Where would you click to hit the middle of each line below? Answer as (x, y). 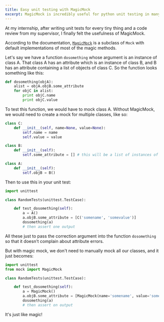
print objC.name (39, 96)
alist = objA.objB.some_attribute (49, 86)
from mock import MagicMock (34, 269)
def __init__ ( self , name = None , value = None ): (60, 128)
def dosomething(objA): (29, 82)
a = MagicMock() (39, 292)
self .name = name (40, 132)
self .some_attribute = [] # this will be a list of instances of (91, 155)
